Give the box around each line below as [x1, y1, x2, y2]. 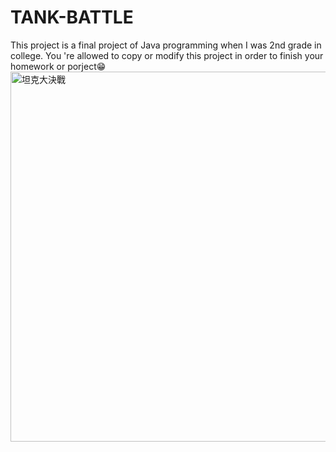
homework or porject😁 [10, 60, 107, 72]
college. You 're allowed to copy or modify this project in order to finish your [10, 49, 324, 61]
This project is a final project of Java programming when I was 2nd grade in [10, 39, 322, 51]
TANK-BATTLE [10, 6, 134, 29]
